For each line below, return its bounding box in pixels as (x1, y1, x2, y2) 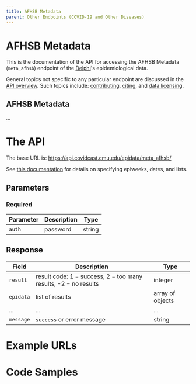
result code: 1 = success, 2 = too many (36, 272, 143, 281)
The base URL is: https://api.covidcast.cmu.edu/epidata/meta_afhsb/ (6, 154, 171, 161)
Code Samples (6, 366, 78, 379)
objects (153, 296, 174, 305)
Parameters (6, 182, 50, 193)
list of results (36, 293, 71, 301)
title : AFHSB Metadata (6, 8, 61, 15)
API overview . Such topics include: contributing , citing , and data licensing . (6, 82, 184, 89)
